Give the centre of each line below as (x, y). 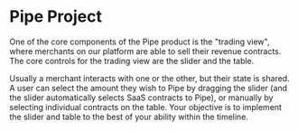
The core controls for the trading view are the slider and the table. (132, 61)
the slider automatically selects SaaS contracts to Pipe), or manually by (141, 98)
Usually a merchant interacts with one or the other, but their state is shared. (150, 78)
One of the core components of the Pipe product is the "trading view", (140, 42)
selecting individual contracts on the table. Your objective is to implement (146, 107)
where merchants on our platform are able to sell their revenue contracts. (145, 51)
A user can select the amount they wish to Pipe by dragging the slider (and (148, 88)
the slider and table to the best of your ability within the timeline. (129, 117)
